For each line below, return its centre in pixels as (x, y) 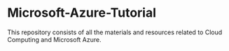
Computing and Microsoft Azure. (54, 39)
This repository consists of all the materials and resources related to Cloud (115, 32)
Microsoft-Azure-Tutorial (82, 13)
